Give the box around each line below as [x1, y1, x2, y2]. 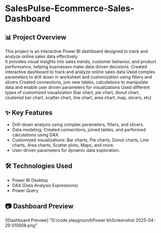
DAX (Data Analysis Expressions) [12, 182, 79, 188]
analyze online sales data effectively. [5, 54, 79, 59]
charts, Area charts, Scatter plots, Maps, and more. [12, 142, 114, 148]
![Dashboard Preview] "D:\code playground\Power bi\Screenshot [5, 217, 135, 223]
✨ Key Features [5, 109, 52, 117]
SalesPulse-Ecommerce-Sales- [5, 3, 135, 14]
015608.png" [11, 222, 37, 228]
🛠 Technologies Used [5, 162, 73, 170]
